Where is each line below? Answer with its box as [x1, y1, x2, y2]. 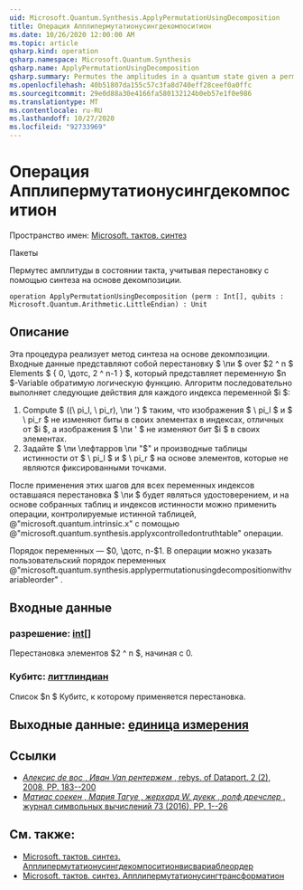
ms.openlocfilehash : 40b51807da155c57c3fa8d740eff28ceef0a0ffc [9, 80, 252, 90]
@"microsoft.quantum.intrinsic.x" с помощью [9, 517, 180, 529]
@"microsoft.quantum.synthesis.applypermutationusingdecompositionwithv [9, 564, 292, 575]
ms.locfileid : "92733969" [9, 123, 106, 132]
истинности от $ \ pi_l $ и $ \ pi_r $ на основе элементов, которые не [22, 452, 289, 463]
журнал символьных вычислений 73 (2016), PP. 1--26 [22, 800, 228, 811]
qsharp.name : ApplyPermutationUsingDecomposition [9, 64, 200, 73]
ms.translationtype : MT [9, 97, 99, 107]
